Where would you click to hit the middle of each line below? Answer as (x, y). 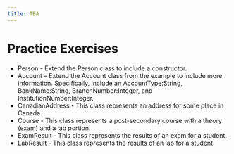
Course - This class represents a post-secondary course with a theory (119, 120)
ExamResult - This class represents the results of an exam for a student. (122, 135)
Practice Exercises (63, 48)
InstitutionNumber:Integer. (55, 98)
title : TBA (23, 14)
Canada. (30, 113)
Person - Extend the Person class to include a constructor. (102, 68)
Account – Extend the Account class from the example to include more (120, 75)
